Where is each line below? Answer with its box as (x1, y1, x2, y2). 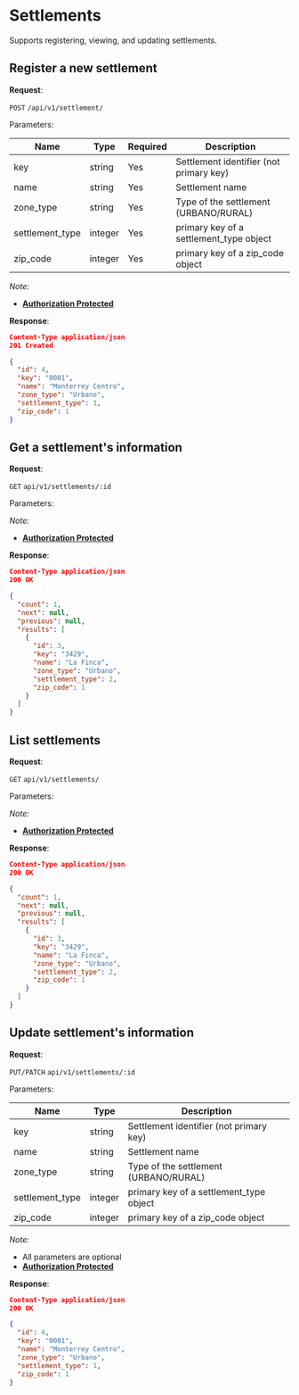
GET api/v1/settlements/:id (9, 483, 111, 492)
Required (127, 140, 167, 153)
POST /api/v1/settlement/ (9, 104, 104, 112)
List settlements (9, 733, 101, 748)
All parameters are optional (21, 1251, 122, 1262)
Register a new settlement (9, 61, 158, 76)
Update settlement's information (9, 1025, 194, 1041)
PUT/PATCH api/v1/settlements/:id (9, 1067, 135, 1076)
